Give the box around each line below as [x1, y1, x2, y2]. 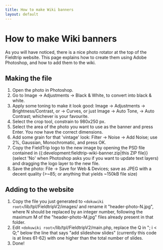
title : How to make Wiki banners [5, 7, 74, 12]
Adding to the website [5, 185, 74, 194]
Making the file [5, 74, 52, 82]
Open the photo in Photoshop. [12, 87, 74, 93]
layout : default [5, 12, 38, 17]
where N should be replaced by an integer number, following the [12, 209, 143, 215]
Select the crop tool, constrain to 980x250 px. [12, 119, 106, 125]
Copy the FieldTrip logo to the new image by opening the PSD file [12, 145, 145, 151]
